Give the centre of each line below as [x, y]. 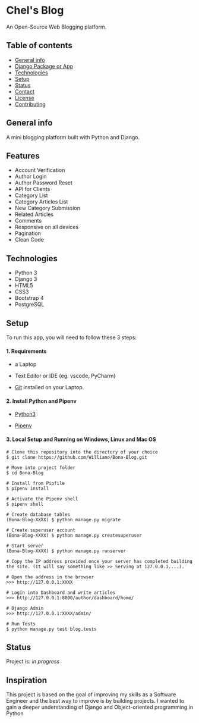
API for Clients [32, 189]
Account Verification [40, 170]
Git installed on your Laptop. [49, 387]
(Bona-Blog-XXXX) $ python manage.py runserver [66, 551]
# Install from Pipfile [36, 483]
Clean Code [29, 240]
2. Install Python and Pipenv [42, 401]
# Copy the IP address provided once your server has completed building [99, 561]
